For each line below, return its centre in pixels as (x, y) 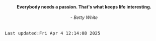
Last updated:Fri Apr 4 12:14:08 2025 (53, 33)
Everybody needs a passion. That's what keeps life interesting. (84, 7)
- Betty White (84, 17)
